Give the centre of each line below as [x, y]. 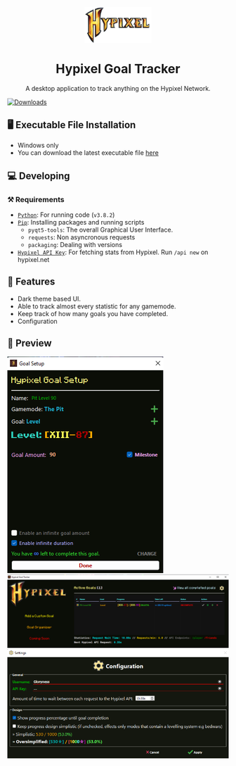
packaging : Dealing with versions [75, 245]
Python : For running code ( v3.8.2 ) [66, 215]
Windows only [38, 145]
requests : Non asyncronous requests [81, 237]
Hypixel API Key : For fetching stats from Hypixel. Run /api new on [113, 252]
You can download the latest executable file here [88, 153]
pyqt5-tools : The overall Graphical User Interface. [100, 230]
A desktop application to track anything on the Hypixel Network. [118, 88]
